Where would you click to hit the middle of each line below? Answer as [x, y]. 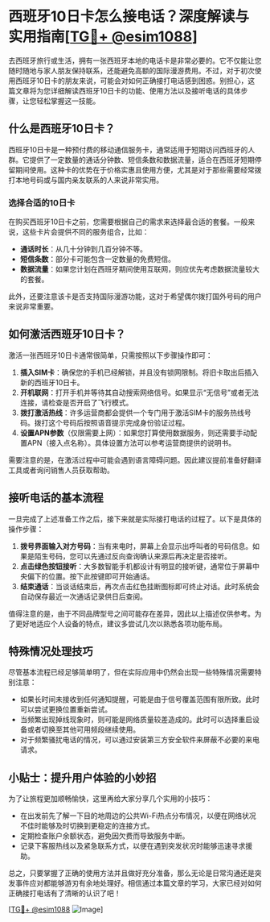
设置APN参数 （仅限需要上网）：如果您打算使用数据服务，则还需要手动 [135, 433]
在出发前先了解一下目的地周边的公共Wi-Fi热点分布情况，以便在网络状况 [138, 816]
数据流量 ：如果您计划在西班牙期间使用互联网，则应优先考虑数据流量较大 [139, 269]
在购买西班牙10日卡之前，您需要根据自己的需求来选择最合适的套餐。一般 [128, 222]
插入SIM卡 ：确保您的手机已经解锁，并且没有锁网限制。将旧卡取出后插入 [139, 372]
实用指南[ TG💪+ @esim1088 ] [103, 37]
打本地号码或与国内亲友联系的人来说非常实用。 [86, 180]
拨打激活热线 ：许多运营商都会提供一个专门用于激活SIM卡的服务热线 [132, 413]
